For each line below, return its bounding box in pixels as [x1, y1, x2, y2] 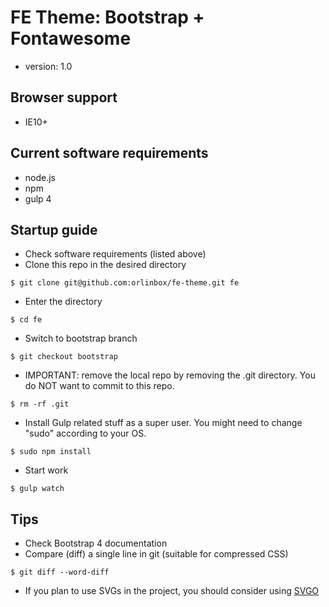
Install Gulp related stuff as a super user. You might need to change [24, 417, 303, 429]
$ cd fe [10, 315, 43, 325]
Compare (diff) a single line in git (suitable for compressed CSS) [24, 548, 289, 560]
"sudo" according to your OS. [24, 427, 147, 440]
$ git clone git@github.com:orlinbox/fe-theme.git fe [10, 278, 240, 288]
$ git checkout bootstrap [10, 352, 118, 362]
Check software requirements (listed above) [24, 248, 207, 260]
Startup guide [10, 221, 98, 238]
